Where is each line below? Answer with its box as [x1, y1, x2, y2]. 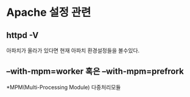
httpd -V [6, 30, 39, 40]
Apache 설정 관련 [6, 5, 91, 19]
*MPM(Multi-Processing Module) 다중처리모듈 [6, 83, 121, 91]
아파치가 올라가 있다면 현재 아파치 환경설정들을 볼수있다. [6, 47, 140, 54]
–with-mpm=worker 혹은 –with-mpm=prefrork [6, 66, 184, 76]
